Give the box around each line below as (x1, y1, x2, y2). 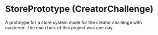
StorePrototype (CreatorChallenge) (5, 3, 154, 15)
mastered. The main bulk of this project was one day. (5, 24, 114, 30)
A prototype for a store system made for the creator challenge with (5, 19, 142, 25)
